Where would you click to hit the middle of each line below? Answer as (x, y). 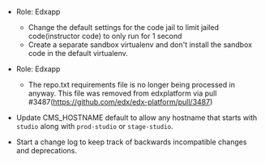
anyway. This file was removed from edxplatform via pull (122, 93)
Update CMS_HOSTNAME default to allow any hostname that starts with (137, 118)
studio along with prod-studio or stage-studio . (95, 126)
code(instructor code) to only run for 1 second (105, 36)
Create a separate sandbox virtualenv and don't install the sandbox (140, 45)
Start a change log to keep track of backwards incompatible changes (131, 142)
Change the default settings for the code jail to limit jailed (123, 27)
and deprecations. (47, 150)
